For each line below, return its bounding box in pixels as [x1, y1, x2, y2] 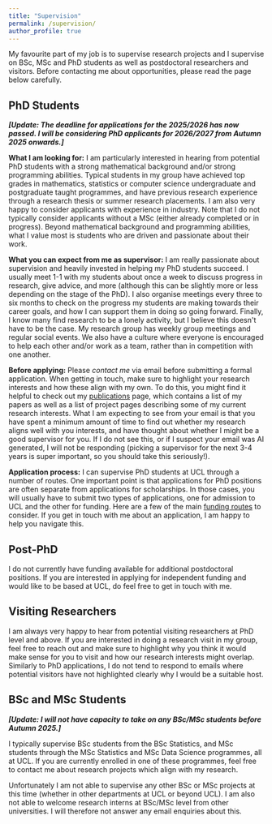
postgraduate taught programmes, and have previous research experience [8, 187, 258, 197]
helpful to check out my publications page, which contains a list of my [8, 391, 242, 401]
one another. [8, 350, 51, 359]
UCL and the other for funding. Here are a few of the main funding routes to [8, 502, 261, 512]
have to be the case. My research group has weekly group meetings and [8, 324, 252, 333]
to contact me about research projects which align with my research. [8, 764, 239, 775]
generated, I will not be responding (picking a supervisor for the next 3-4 [8, 443, 253, 453]
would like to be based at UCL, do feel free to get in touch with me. [8, 582, 232, 590]
